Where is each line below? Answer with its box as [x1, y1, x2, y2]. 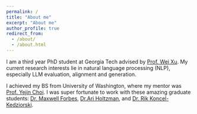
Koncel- [149, 94, 169, 102]
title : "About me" [6, 14, 52, 20]
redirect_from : [6, 31, 44, 37]
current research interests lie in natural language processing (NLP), [6, 64, 171, 71]
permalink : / [6, 8, 39, 15]
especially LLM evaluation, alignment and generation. [6, 71, 136, 78]
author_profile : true [6, 25, 60, 31]
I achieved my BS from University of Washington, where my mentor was [6, 82, 182, 89]
